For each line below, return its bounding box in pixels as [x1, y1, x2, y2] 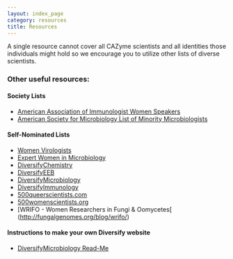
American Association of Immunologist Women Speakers [17, 107, 181, 116]
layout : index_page [7, 10, 64, 17]
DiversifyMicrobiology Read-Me [17, 244, 109, 252]
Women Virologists [17, 146, 72, 154]
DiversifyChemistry [17, 161, 73, 169]
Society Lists [7, 91, 46, 100]
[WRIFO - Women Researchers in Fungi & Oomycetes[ [17, 205, 172, 213]
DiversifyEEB [17, 168, 55, 176]
